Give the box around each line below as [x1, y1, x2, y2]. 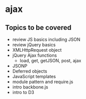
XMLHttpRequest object [12, 47, 62, 53]
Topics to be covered [5, 23, 72, 32]
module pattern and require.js [12, 79, 74, 85]
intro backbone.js [12, 84, 48, 90]
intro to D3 [12, 90, 34, 95]
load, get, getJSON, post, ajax [19, 58, 82, 63]
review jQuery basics [12, 42, 56, 48]
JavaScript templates [12, 74, 56, 79]
